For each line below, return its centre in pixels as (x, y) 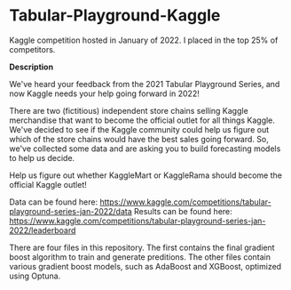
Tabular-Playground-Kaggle (115, 16)
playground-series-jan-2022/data (71, 211)
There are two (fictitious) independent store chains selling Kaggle (129, 110)
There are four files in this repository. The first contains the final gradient (142, 247)
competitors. (32, 49)
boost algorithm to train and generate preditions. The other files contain (140, 257)
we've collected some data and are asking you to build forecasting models (145, 149)
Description (31, 67)
